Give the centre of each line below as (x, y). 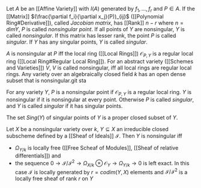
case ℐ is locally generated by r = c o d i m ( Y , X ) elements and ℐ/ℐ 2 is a (101, 171)
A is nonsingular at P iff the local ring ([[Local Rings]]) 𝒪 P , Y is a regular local (100, 54)
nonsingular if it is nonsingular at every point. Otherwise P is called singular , (100, 100)
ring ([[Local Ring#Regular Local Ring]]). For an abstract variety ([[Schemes (100, 61)
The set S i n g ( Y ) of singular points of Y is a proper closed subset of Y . (92, 118)
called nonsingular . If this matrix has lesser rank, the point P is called (91, 35)
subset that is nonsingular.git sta (46, 80)
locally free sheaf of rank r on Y (54, 178)
